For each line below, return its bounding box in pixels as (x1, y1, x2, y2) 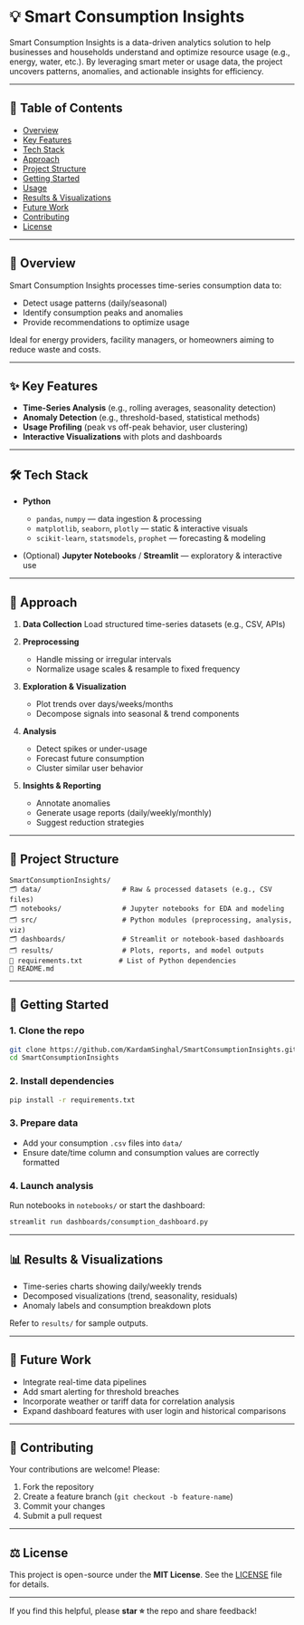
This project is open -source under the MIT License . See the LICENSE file (9, 1570, 282, 1581)
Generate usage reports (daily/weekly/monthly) (35, 808, 213, 817)
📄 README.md (9, 963, 54, 973)
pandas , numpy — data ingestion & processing (35, 514, 202, 525)
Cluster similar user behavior (35, 763, 144, 773)
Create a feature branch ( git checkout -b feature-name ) (22, 1491, 233, 1502)
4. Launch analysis (9, 1179, 94, 1192)
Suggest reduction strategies (35, 817, 145, 827)
